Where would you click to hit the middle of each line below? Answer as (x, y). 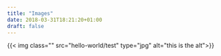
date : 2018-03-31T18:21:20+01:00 (55, 20)
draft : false (26, 26)
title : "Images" (30, 13)
